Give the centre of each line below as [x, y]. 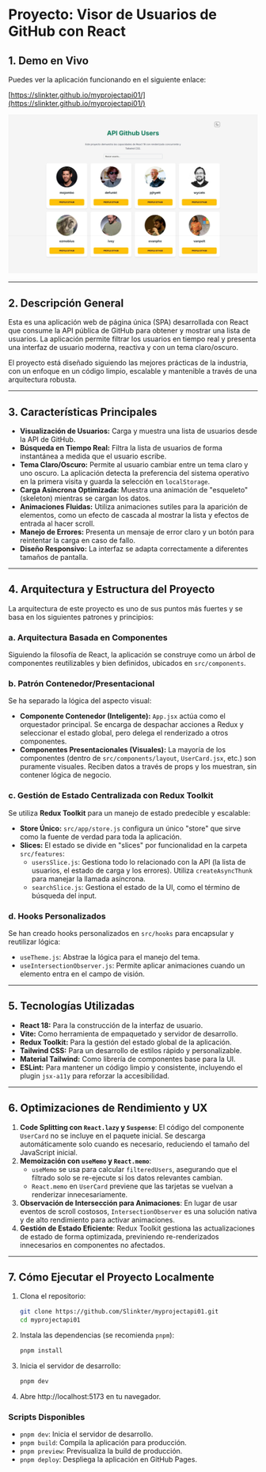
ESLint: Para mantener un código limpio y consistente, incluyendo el [131, 1067]
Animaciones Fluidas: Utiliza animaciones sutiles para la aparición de [133, 507]
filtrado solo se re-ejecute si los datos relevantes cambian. [127, 1177]
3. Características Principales [83, 412]
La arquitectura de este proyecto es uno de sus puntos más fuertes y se [125, 608]
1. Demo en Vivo [49, 61]
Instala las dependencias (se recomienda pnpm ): [97, 1335]
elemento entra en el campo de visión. [82, 974]
